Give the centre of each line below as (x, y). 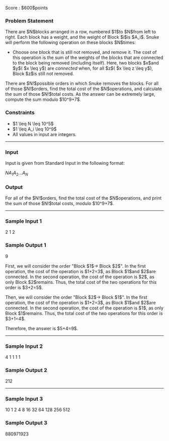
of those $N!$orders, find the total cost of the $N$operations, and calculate (84, 89)
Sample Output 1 (26, 245)
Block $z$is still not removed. (43, 74)
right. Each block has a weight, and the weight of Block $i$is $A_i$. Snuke (82, 37)
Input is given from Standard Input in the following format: (65, 163)
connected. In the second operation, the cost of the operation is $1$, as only (84, 308)
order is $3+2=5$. (24, 287)
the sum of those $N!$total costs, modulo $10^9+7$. (60, 203)
